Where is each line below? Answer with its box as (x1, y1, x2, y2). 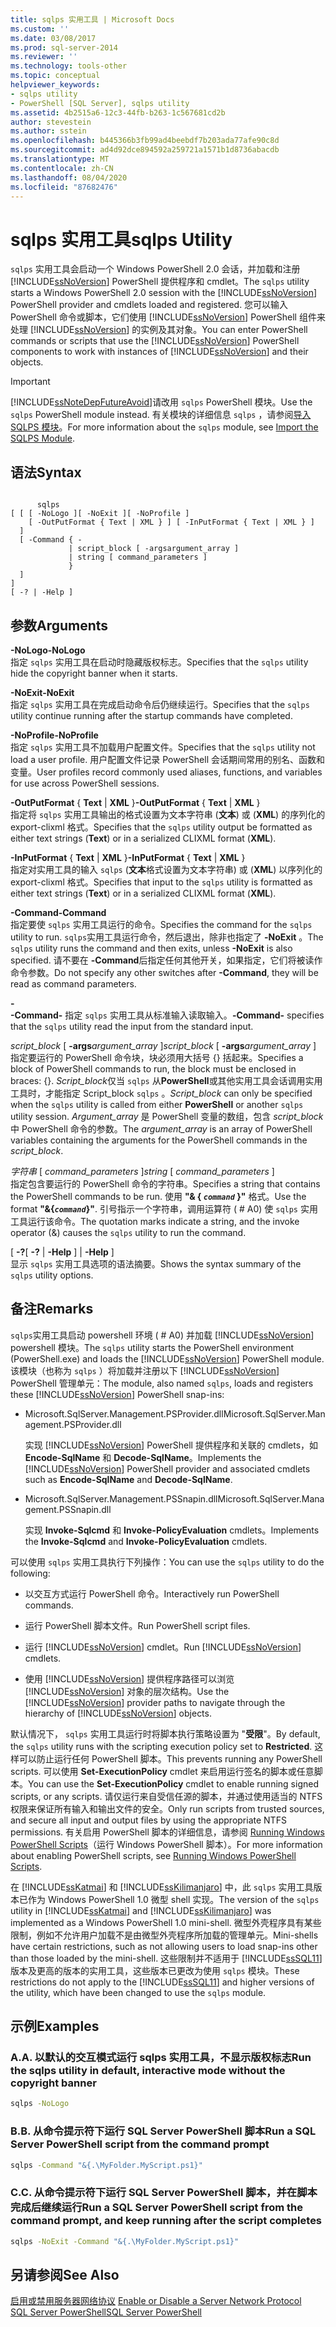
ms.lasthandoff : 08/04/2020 (10, 172, 128, 183)
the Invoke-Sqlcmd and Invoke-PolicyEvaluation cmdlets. (24, 1535, 268, 1547)
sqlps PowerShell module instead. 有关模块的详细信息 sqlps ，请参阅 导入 (10, 409, 312, 421)
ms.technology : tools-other (10, 61, 128, 71)
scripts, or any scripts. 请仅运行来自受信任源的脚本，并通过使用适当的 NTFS (10, 1790, 323, 1802)
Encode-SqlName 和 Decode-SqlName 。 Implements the (24, 1451, 262, 1463)
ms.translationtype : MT (10, 154, 110, 164)
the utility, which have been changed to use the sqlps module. (10, 1986, 267, 1998)
